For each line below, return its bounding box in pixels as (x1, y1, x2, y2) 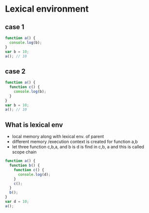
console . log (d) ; (17, 172, 51, 177)
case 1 (5, 23, 25, 31)
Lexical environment (5, 3, 89, 15)
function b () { (9, 163, 40, 168)
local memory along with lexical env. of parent (12, 134, 104, 140)
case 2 (5, 67, 26, 75)
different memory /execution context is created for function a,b (12, 139, 138, 144)
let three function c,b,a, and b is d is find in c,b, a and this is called (12, 144, 144, 150)
